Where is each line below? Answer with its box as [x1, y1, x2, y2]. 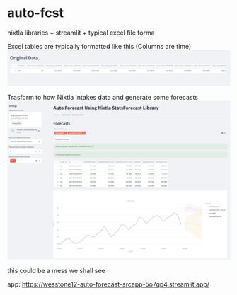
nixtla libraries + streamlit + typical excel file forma [7, 28, 155, 37]
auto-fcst [7, 5, 64, 21]
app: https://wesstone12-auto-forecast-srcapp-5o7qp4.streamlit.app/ [7, 280, 210, 289]
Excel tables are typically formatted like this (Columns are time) [7, 42, 192, 50]
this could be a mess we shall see [7, 267, 106, 275]
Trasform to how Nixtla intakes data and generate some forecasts [7, 93, 198, 101]
